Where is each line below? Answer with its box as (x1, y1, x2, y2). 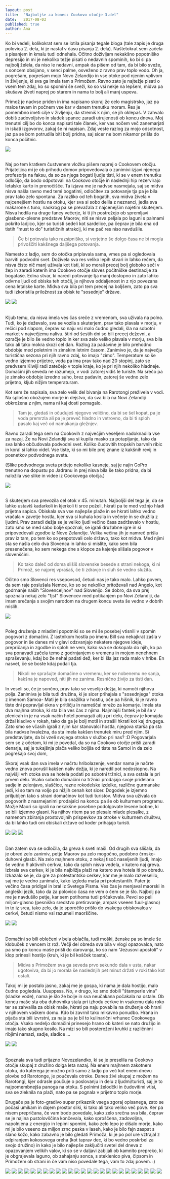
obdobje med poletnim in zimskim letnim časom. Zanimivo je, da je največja (5, 347, 162, 353)
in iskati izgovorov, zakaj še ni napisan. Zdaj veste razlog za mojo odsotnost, (5, 125, 164, 132)
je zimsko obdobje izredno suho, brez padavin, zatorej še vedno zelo (5, 374, 149, 380)
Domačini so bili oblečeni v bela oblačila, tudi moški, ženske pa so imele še (5, 936, 161, 942)
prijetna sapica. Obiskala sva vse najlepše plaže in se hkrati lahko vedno (5, 508, 156, 515)
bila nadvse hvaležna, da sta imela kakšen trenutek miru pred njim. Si (5, 729, 149, 735)
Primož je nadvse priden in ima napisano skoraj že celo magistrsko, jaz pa (5, 99, 159, 105)
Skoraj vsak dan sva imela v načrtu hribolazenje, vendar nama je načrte (5, 760, 154, 767)
